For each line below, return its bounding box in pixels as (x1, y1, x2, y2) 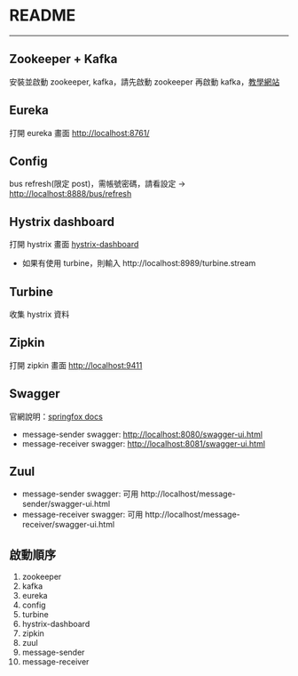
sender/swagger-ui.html (21, 499, 111, 510)
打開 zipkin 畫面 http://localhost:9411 (9, 359, 143, 370)
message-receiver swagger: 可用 (21, 509, 144, 520)
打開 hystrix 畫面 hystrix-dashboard (9, 239, 139, 250)
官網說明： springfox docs (9, 411, 104, 422)
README (9, 5, 76, 26)
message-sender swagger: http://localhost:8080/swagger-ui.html (21, 429, 263, 439)
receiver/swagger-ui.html (21, 519, 115, 530)
